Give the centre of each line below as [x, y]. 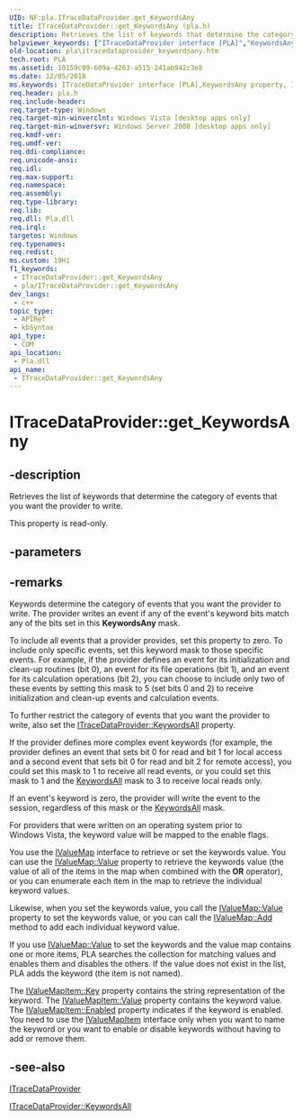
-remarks [36, 583]
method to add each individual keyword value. [95, 927]
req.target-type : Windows [58, 110]
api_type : [28, 336]
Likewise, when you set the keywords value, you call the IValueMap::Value [146, 908]
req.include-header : [48, 101]
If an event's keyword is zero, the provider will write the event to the [135, 798]
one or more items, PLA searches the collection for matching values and [143, 954]
